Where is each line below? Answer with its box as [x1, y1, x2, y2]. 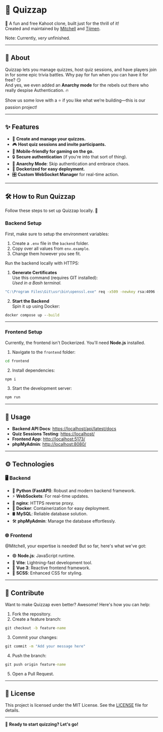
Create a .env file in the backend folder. [12, 240, 89, 246]
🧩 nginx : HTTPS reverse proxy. [12, 500, 74, 506]
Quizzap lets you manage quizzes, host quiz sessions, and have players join [5, 67, 157, 72]
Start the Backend [12, 298, 49, 304]
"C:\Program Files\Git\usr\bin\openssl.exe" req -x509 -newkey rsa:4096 [5, 289, 155, 294]
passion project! [5, 104, 37, 110]
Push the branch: [12, 652, 47, 658]
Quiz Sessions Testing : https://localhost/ [12, 431, 95, 437]
